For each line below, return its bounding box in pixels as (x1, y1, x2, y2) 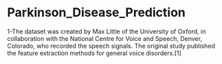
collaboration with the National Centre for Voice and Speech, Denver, (7, 34, 203, 42)
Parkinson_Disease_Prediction (7, 5, 186, 20)
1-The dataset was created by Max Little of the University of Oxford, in (7, 27, 206, 35)
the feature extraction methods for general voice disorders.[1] (7, 49, 182, 57)
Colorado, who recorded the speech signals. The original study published (7, 42, 215, 50)
